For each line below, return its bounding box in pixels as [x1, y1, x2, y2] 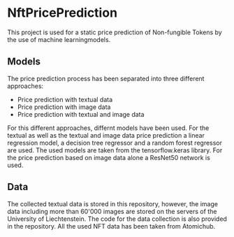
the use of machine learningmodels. [7, 35, 111, 43]
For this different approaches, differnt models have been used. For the [7, 124, 210, 132]
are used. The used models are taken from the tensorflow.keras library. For [7, 145, 223, 155]
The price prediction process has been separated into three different [7, 74, 205, 82]
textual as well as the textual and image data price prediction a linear [7, 131, 205, 139]
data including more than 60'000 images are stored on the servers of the [7, 207, 217, 215]
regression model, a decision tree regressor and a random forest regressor [7, 138, 222, 147]
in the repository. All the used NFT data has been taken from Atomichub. [7, 222, 216, 230]
